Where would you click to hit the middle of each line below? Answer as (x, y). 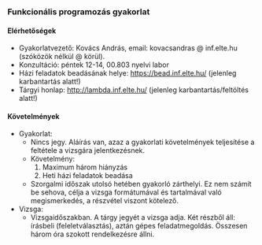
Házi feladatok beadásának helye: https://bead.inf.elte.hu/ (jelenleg (127, 73)
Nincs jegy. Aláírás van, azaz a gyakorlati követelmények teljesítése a (142, 142)
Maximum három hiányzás (85, 167)
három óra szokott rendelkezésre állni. (92, 234)
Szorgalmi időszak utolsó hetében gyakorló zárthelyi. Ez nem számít (141, 184)
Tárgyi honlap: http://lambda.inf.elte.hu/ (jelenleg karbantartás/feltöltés (134, 90)
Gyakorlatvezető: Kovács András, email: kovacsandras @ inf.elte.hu (128, 48)
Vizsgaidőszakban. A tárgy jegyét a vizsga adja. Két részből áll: (133, 217)
